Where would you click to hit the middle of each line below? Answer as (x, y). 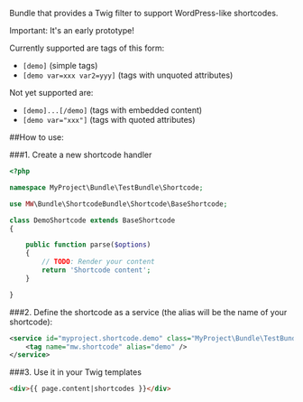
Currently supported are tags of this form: (87, 48)
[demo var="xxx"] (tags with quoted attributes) (109, 120)
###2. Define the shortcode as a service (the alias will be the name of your (148, 312)
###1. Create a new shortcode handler (81, 154)
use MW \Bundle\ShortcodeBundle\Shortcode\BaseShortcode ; (119, 204)
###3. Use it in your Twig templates (76, 372)
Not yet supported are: (51, 93)
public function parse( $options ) (88, 245)
